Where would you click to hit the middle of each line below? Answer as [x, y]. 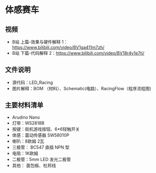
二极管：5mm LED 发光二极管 [41, 159]
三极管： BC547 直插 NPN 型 [41, 147]
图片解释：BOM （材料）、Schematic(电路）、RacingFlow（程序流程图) [82, 88]
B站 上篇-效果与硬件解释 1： [40, 42]
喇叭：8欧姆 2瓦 [28, 141]
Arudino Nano [26, 117]
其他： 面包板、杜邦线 [34, 165]
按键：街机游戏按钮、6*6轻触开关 [46, 129]
